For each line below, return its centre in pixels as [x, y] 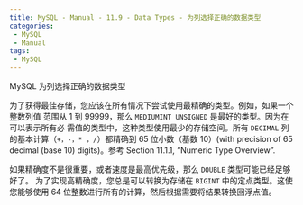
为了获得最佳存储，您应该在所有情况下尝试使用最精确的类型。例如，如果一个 [151, 105]
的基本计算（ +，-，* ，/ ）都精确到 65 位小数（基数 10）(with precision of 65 [151, 139]
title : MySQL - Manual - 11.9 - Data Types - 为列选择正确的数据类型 [135, 18]
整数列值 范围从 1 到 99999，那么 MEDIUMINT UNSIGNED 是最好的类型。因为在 [149, 116]
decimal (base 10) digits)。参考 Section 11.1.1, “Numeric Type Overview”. [142, 150]
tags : [19, 51]
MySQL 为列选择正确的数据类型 [68, 86]
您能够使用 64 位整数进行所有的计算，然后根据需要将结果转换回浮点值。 [143, 192]
